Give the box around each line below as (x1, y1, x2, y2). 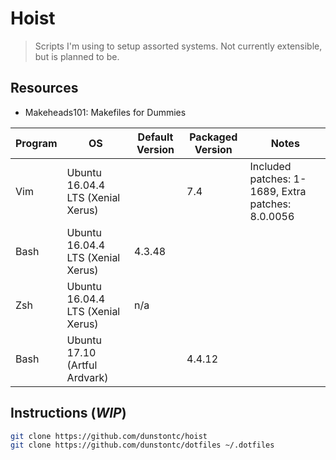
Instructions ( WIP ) (10, 405, 127, 422)
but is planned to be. (34, 50, 120, 62)
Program (15, 136, 58, 150)
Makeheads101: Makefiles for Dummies (24, 106, 187, 118)
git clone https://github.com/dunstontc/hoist (10, 431, 208, 441)
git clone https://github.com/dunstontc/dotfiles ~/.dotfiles (10, 440, 275, 451)
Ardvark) (66, 370, 109, 384)
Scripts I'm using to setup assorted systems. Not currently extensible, (34, 40, 323, 52)
